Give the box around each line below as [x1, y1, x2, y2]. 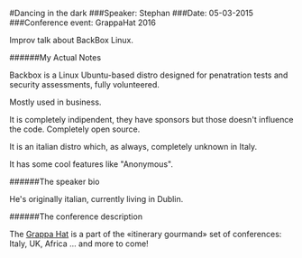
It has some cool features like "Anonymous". [9, 159, 174, 170]
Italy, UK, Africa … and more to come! [9, 238, 149, 249]
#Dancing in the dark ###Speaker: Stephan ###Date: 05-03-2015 [9, 8, 254, 18]
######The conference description [9, 211, 142, 222]
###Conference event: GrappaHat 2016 [9, 17, 156, 28]
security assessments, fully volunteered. [9, 79, 160, 89]
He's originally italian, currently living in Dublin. [9, 194, 184, 204]
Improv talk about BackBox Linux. [9, 35, 133, 45]
